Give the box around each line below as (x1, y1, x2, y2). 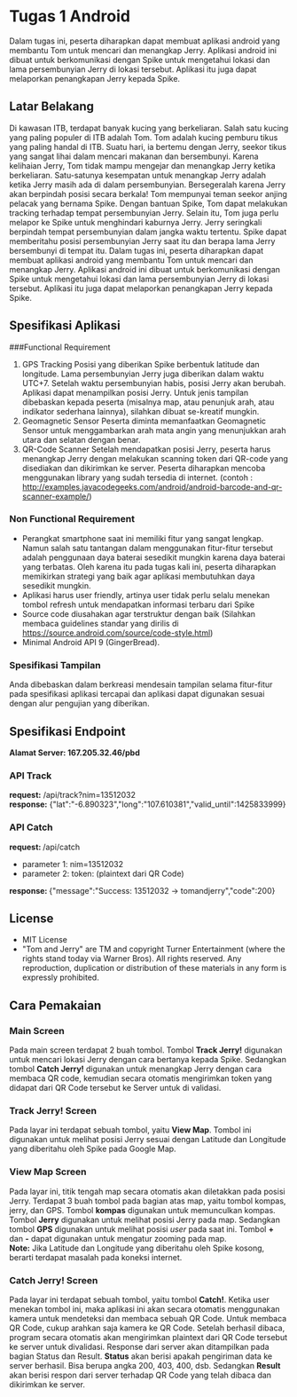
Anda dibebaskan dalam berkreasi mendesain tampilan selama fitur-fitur (9, 679, 273, 690)
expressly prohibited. (21, 972, 99, 983)
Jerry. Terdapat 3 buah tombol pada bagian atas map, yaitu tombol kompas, (9, 1196, 286, 1206)
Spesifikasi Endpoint (9, 723, 126, 738)
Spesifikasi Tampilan (9, 659, 101, 671)
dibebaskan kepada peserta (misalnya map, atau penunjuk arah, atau (21, 397, 275, 407)
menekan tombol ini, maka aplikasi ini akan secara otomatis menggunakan (9, 1303, 281, 1314)
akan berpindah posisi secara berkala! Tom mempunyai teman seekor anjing (9, 188, 288, 199)
